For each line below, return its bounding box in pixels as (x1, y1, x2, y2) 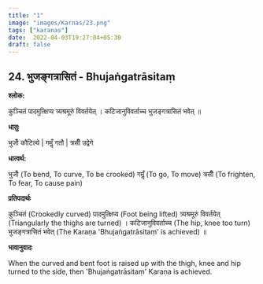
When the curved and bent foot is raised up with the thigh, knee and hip (8, 258, 242, 267)
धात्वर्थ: (8, 153, 27, 163)
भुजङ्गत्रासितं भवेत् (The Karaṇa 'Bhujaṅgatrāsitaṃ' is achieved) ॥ (8, 227, 207, 236)
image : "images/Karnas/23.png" (8, 19, 111, 27)
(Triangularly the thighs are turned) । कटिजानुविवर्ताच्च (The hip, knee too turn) (8, 218, 250, 227)
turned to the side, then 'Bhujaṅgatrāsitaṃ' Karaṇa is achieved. (8, 267, 213, 276)
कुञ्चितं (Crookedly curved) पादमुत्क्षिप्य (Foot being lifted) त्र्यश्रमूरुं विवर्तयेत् (8, 209, 220, 219)
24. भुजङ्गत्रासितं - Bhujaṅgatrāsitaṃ (8, 70, 176, 83)
